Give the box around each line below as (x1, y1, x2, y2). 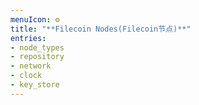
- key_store (10, 80, 60, 90)
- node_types (10, 42, 65, 53)
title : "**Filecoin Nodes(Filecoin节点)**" (10, 24, 192, 34)
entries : (10, 33, 47, 43)
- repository (10, 52, 65, 62)
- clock (10, 71, 43, 81)
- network (10, 61, 52, 71)
